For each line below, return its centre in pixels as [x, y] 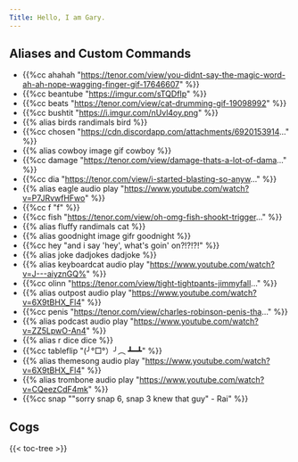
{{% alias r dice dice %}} [68, 341]
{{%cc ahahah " [52, 75]
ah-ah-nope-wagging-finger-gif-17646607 [101, 85]
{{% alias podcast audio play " [78, 321]
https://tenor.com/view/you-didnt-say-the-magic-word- [183, 75]
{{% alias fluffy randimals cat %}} [84, 227]
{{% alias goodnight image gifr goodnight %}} [107, 236]
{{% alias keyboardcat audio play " [86, 265]
